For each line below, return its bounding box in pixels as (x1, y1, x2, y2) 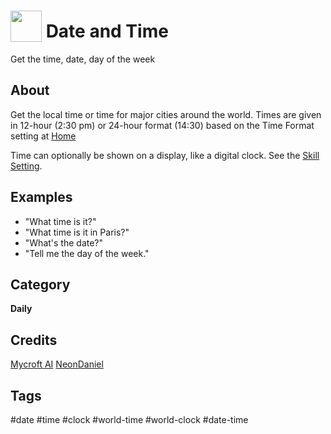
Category (10, 276, 71, 293)
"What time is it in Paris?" (24, 226, 130, 238)
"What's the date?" (24, 236, 104, 249)
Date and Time (45, 20, 169, 43)
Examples (10, 189, 73, 206)
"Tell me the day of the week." (24, 247, 150, 259)
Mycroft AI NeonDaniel (10, 358, 104, 370)
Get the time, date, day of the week (10, 53, 156, 65)
